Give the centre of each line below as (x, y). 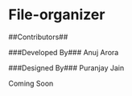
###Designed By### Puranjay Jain (66, 68)
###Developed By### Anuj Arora (64, 52)
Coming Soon (31, 83)
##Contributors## (38, 37)
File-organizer (57, 15)
